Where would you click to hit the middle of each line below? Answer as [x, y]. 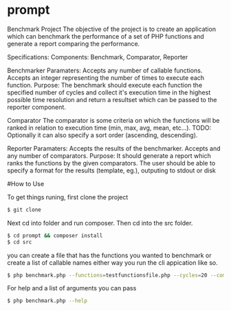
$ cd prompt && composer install [55, 235]
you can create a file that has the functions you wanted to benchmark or [109, 255]
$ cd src [20, 242]
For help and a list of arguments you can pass [72, 288]
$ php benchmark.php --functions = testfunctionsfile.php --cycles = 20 [107, 275]
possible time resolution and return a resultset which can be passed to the [112, 99]
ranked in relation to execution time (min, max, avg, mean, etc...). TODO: [109, 128]
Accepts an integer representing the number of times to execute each [106, 77]
